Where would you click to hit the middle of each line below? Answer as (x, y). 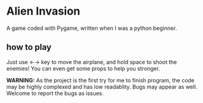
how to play (29, 47)
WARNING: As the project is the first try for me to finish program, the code (101, 80)
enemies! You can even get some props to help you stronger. (83, 68)
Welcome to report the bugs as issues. (55, 93)
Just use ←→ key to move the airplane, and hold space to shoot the (92, 62)
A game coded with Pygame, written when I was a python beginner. (92, 28)
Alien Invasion (44, 11)
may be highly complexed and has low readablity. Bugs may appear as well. (102, 87)
